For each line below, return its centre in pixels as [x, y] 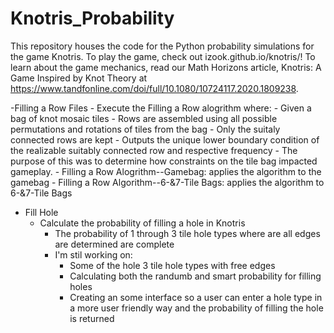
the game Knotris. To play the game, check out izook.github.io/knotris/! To [163, 56]
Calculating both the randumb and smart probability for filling [195, 276]
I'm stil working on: [93, 254]
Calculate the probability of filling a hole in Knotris [142, 223]
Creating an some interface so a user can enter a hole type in [196, 297]
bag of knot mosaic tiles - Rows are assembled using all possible [144, 118]
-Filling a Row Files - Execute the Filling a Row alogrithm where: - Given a [161, 108]
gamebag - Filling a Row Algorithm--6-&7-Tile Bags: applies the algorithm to [167, 182]
